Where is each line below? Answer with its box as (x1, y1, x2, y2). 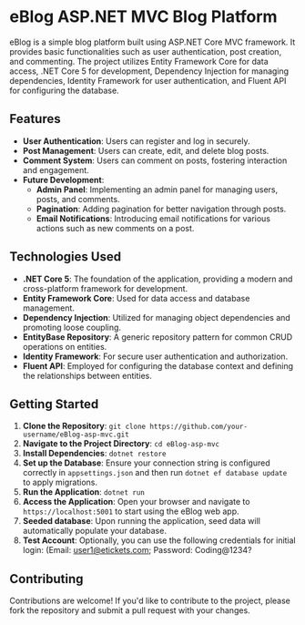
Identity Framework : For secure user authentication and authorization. (22, 351, 289, 362)
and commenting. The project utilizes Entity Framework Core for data (9, 56, 269, 67)
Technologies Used (9, 249, 121, 265)
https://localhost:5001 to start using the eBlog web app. (22, 506, 239, 517)
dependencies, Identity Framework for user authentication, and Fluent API (9, 75, 287, 86)
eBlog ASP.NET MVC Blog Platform (9, 6, 278, 27)
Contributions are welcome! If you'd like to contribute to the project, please (9, 595, 291, 607)
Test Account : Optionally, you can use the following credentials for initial (22, 535, 296, 546)
